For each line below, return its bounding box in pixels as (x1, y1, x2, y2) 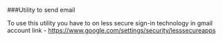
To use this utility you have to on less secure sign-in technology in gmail (7, 19, 213, 27)
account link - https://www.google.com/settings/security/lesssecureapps (7, 27, 216, 34)
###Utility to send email (7, 6, 75, 14)
